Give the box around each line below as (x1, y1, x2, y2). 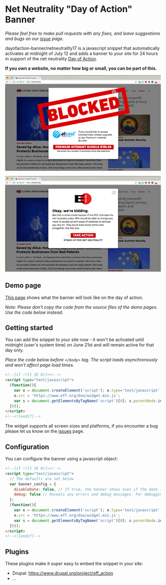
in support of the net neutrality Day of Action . (5, 55, 97, 61)
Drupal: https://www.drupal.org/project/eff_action (12, 570, 114, 576)
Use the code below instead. (5, 309, 63, 315)
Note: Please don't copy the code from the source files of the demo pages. (5, 304, 158, 310)
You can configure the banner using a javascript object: (5, 456, 118, 461)
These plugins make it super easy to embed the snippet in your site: (5, 561, 143, 567)
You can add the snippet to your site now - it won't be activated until (5, 337, 144, 342)
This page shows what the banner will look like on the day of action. (5, 294, 143, 300)
